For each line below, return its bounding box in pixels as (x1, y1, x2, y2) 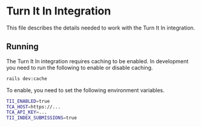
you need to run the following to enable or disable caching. (6, 64, 153, 71)
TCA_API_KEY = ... (6, 110, 47, 116)
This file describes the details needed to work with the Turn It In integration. (6, 24, 196, 31)
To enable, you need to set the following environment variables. (6, 86, 165, 94)
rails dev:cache (6, 75, 47, 82)
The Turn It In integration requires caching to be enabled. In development (6, 57, 189, 64)
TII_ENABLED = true (6, 98, 50, 104)
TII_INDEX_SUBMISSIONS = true (6, 115, 77, 121)
